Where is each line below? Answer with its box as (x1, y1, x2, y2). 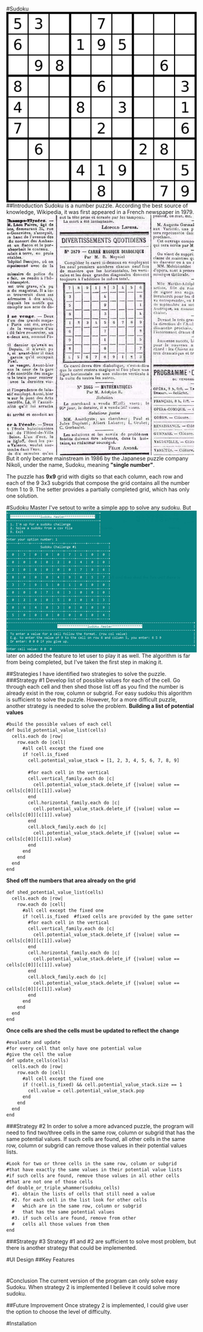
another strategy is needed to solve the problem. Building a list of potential (6, 703, 195, 710)
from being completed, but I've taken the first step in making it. (6, 658, 163, 666)
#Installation (6, 1320, 37, 1327)
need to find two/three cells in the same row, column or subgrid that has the (6, 1129, 195, 1136)
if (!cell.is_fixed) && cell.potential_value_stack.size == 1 (22, 1082, 182, 1088)
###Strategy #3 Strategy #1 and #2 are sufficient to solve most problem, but (6, 1238, 196, 1245)
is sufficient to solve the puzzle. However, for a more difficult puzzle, (6, 696, 177, 703)
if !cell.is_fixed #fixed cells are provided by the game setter (22, 914, 193, 920)
